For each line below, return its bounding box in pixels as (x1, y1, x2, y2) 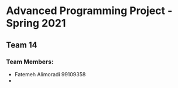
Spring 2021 (6, 16, 66, 30)
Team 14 (6, 40, 37, 50)
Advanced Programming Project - (6, 4, 173, 18)
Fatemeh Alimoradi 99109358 (14, 70, 86, 77)
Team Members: (6, 57, 54, 66)
